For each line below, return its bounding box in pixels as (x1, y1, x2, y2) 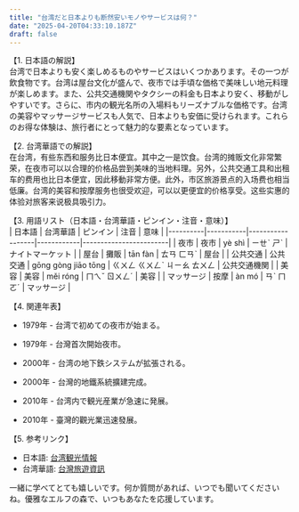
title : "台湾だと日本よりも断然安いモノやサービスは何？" (9, 12, 198, 22)
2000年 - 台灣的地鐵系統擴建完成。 (21, 377, 152, 387)
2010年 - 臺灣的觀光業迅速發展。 (21, 415, 142, 426)
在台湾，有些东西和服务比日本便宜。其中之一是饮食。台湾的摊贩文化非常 (9, 152, 274, 163)
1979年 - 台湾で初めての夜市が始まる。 (21, 320, 165, 330)
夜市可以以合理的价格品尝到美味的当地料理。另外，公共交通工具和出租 (32, 163, 290, 174)
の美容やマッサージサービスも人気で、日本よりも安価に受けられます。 (9, 110, 265, 121)
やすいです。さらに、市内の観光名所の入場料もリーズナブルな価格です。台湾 (9, 100, 287, 110)
